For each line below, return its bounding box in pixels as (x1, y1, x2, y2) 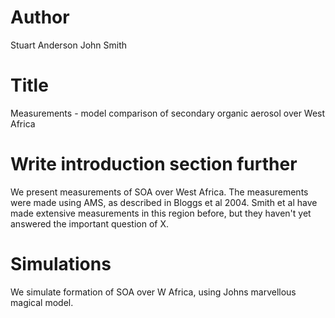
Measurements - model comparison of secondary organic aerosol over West (10, 107, 326, 119)
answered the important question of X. (10, 217, 170, 230)
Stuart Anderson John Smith (10, 39, 128, 51)
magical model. (10, 296, 74, 308)
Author (10, 6, 70, 29)
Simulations (10, 253, 112, 275)
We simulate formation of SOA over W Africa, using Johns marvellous (10, 286, 297, 298)
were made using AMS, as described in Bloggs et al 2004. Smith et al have (10, 196, 318, 208)
